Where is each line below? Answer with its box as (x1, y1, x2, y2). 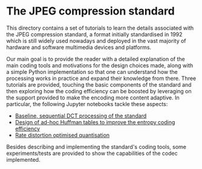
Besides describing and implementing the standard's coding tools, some (6, 143, 186, 150)
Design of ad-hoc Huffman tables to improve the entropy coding (15, 118, 175, 125)
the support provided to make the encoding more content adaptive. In (6, 94, 180, 101)
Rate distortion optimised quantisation (15, 131, 110, 139)
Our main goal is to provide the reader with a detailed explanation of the (6, 55, 186, 62)
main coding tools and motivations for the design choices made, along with (6, 62, 194, 69)
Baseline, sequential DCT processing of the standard (15, 112, 147, 119)
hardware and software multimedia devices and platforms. (6, 44, 152, 51)
